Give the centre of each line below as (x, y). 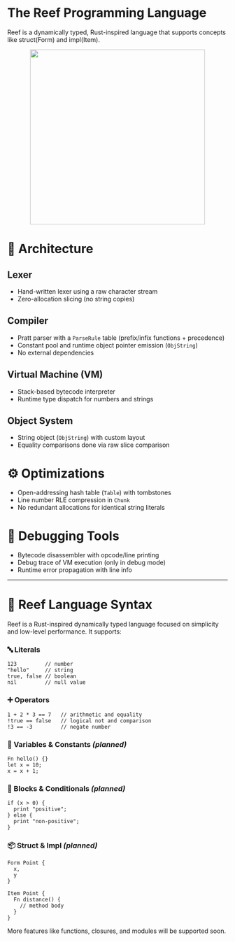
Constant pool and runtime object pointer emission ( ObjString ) (107, 345)
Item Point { (26, 893)
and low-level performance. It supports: (64, 631)
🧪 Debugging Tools (63, 536)
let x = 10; (24, 765)
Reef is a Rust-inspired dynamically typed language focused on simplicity (113, 625)
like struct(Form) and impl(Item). (54, 39)
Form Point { (26, 863)
